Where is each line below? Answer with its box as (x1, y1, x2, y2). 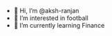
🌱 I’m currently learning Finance (13, 21, 105, 29)
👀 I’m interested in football (13, 14, 88, 22)
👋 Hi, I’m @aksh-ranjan (13, 7, 80, 15)
